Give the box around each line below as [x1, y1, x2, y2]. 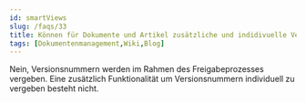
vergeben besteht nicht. [9, 83, 99, 94]
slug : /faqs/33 [9, 22, 67, 31]
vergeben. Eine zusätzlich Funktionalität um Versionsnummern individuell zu [9, 74, 295, 85]
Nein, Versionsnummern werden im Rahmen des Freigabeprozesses [9, 64, 264, 75]
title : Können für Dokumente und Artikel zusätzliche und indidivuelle [9, 30, 287, 39]
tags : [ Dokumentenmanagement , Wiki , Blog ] [9, 38, 166, 48]
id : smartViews [9, 13, 67, 23]
